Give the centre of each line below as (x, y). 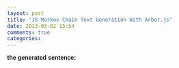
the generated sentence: (42, 58)
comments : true (29, 32)
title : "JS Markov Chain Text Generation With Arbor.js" (90, 20)
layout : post (26, 13)
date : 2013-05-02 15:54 (41, 26)
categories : (24, 39)
